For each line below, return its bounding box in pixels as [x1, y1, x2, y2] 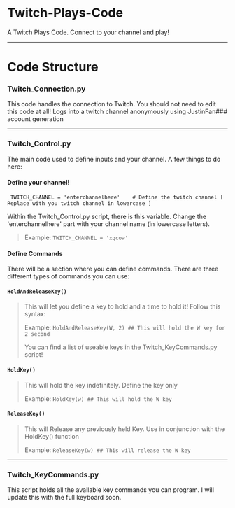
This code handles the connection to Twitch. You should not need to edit [7, 100, 217, 108]
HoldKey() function [24, 432, 79, 440]
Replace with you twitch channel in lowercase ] [7, 199, 152, 207]
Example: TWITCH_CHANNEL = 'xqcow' [24, 233, 128, 241]
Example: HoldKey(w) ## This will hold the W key [24, 394, 173, 403]
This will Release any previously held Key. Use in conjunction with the [24, 425, 225, 433]
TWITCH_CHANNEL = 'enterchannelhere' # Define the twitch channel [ [10, 194, 224, 201]
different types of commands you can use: [7, 272, 130, 281]
